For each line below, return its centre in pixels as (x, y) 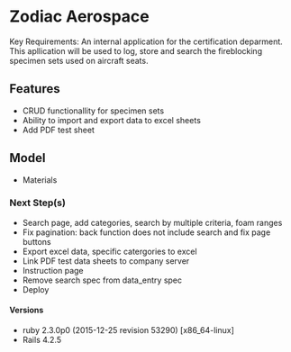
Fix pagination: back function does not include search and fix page (146, 232)
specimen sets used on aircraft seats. (79, 60)
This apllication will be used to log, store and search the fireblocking (136, 50)
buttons (36, 241)
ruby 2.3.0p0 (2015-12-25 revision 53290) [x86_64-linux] (128, 330)
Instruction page (53, 270)
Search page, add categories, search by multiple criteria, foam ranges (152, 222)
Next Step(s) (37, 203)
